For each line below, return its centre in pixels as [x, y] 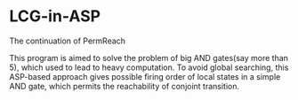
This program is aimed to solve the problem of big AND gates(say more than [149, 58]
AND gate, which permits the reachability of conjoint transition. [125, 86]
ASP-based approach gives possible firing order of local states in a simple [145, 76]
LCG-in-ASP [55, 16]
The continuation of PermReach [68, 41]
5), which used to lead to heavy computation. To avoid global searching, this [149, 67]
